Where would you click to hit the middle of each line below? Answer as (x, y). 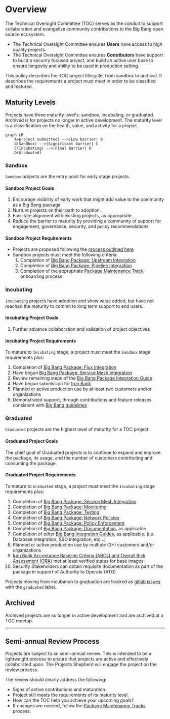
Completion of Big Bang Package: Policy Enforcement (69, 523)
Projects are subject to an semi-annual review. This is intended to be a (78, 654)
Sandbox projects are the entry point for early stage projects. (68, 177)
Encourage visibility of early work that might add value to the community (88, 199)
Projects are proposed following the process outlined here (73, 249)
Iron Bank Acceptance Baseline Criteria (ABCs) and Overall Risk (79, 555)
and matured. (19, 86)
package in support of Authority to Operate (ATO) (64, 571)
